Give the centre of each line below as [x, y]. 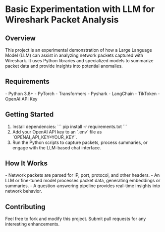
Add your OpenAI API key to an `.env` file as [57, 132]
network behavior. [24, 191]
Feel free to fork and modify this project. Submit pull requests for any [76, 219]
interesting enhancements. [32, 224]
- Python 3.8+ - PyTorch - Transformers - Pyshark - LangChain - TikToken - [82, 94]
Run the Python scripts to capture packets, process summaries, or [80, 142]
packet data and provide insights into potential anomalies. [64, 66]
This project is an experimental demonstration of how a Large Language [79, 50]
